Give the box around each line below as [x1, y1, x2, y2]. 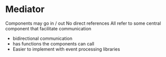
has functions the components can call [12, 40, 94, 46]
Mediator [5, 4, 45, 15]
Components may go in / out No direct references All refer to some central [5, 20, 161, 26]
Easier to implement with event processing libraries [12, 46, 121, 52]
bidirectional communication [12, 35, 73, 41]
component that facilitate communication [5, 25, 92, 31]
